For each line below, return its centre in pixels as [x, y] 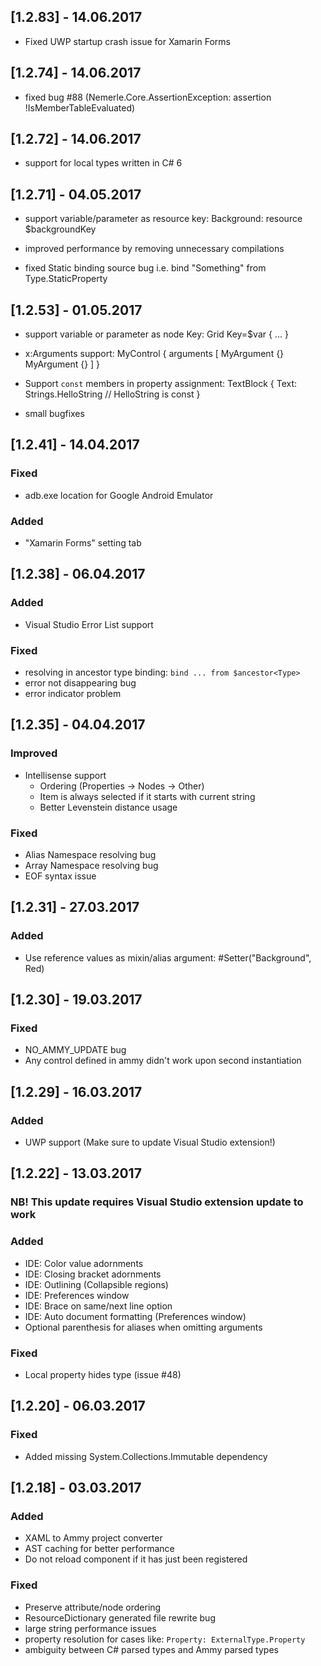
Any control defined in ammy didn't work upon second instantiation [163, 1061]
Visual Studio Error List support [89, 624]
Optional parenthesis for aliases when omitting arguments [143, 1327]
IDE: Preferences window [77, 1295]
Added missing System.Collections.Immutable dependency [146, 1456]
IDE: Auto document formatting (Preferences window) [135, 1316]
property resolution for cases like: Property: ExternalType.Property [165, 1639]
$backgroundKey [60, 229]
